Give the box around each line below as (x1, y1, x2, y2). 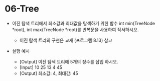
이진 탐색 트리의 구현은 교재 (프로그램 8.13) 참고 (19, 37, 112, 43)
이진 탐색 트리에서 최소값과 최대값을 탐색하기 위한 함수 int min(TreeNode (12, 20, 155, 26)
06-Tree (5, 3, 40, 15)
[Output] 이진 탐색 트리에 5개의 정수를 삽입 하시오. (19, 58, 118, 64)
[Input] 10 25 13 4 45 (19, 64, 63, 70)
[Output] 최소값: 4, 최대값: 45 (19, 70, 78, 76)
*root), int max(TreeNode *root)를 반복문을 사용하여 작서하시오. (12, 26, 139, 33)
